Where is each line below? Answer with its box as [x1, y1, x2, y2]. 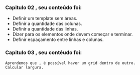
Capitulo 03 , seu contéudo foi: [5, 49, 82, 56]
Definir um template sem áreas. [12, 15, 78, 21]
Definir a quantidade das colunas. [12, 20, 82, 26]
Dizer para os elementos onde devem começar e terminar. [12, 31, 133, 37]
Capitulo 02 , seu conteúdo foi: [5, 4, 82, 11]
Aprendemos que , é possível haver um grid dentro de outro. [5, 60, 136, 65]
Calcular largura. [5, 64, 44, 70]
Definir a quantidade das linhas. [12, 26, 78, 32]
